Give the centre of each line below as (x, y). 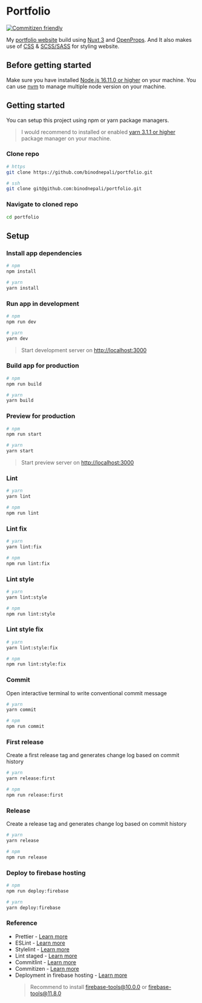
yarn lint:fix (24, 547)
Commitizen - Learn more (47, 968)
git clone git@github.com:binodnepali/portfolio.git (74, 189)
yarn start (20, 451)
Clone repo (23, 154)
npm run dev (21, 322)
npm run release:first (35, 795)
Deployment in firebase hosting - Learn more (71, 975)
